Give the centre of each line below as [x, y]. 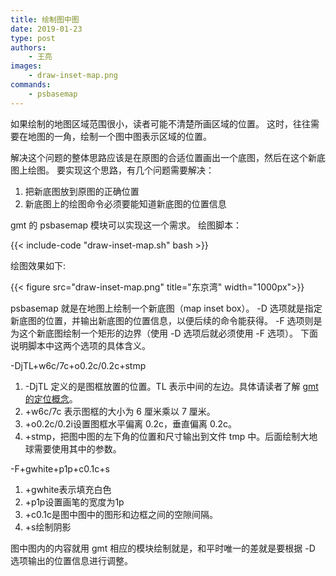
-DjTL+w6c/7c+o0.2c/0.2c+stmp [78, 365]
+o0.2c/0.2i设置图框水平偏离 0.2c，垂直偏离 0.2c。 [130, 423]
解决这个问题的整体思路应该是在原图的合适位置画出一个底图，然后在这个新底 [168, 157]
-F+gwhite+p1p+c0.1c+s [60, 468]
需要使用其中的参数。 [77, 448]
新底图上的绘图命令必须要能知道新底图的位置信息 [125, 203]
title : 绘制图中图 [45, 19]
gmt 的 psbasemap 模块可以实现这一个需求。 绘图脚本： [126, 225]
